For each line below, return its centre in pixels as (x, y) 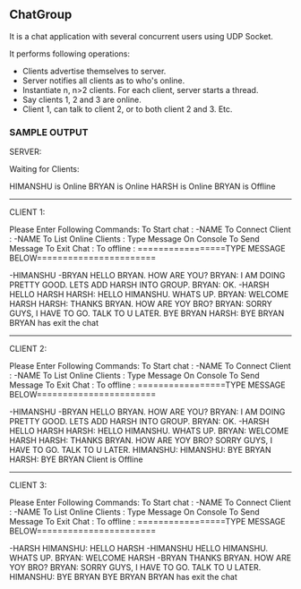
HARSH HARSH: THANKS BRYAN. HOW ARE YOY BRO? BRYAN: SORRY (141, 304)
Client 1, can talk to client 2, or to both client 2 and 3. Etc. (127, 109)
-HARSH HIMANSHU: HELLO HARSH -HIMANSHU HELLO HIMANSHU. (139, 549)
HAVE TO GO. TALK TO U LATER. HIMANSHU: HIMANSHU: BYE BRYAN (140, 450)
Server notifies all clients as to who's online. (103, 81)
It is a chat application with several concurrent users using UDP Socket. (141, 36)
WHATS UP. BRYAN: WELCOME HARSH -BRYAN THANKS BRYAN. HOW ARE (150, 558)
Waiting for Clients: (44, 169)
